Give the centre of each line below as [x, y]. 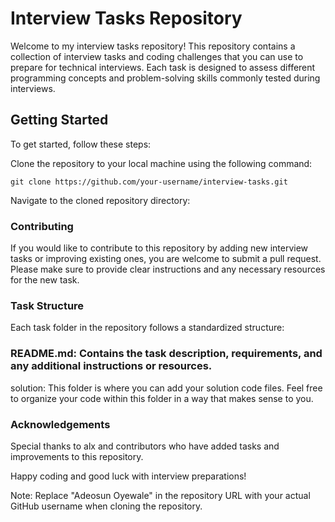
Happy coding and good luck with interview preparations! [128, 476]
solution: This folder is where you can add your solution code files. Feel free [166, 388]
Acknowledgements [60, 424]
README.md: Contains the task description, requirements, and [166, 354]
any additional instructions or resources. [111, 366]
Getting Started [59, 120]
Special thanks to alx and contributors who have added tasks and [145, 446]
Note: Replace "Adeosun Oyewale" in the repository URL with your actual [160, 495]
